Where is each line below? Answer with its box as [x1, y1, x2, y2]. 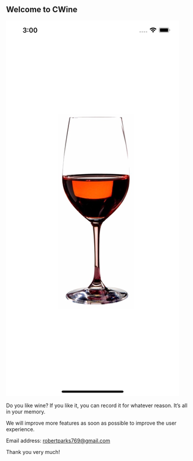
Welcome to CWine [6, 5, 78, 15]
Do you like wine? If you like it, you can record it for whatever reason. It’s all [6, 402, 188, 409]
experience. [6, 425, 35, 433]
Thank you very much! [6, 448, 60, 455]
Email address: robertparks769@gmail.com [6, 437, 111, 444]
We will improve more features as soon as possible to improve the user [6, 419, 177, 426]
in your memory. [6, 408, 46, 415]
